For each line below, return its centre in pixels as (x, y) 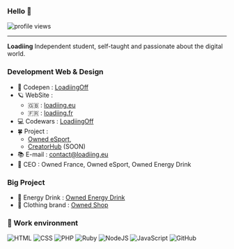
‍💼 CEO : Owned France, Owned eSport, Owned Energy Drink (104, 164)
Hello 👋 (19, 11)
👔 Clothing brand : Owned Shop (63, 204)
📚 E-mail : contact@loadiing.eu (63, 154)
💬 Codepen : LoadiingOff (53, 87)
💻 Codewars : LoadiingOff (55, 121)
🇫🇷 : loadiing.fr (50, 113)
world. (16, 54)
